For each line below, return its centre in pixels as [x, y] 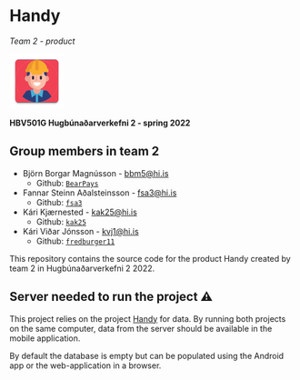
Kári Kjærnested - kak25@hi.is [80, 212]
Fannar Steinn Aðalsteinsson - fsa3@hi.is [100, 193]
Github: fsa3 [59, 202]
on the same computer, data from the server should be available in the [141, 328]
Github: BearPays [67, 183]
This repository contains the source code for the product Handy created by [150, 258]
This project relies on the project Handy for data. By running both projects [148, 318]
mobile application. [45, 338]
